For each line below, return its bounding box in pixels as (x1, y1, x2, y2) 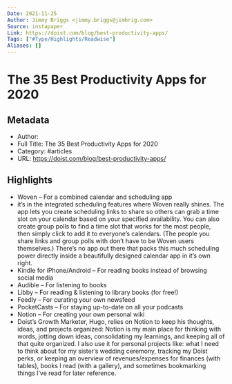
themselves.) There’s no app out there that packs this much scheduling (17, 244, 220, 252)
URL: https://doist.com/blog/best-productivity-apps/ (17, 155, 166, 162)
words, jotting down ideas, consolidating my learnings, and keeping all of (17, 332, 225, 340)
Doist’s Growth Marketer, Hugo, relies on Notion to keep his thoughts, (17, 317, 215, 325)
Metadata (7, 114, 50, 126)
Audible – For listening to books (17, 280, 107, 289)
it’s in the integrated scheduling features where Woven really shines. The (17, 200, 224, 208)
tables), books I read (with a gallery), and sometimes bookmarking (17, 361, 206, 369)
